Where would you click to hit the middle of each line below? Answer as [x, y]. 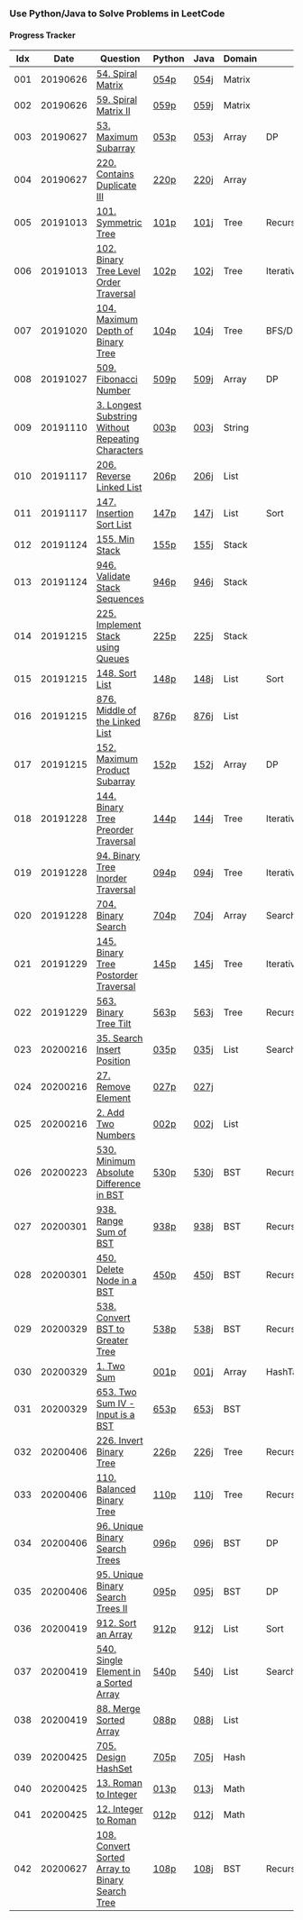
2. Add [110, 1113]
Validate [113, 577]
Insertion [115, 514]
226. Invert [119, 1440]
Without [113, 428]
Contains [115, 174]
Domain [240, 59]
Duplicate [116, 186]
